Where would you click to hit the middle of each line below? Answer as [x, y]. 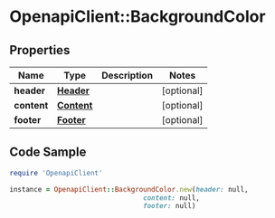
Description [127, 76]
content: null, [172, 198]
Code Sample [48, 152]
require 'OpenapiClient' [56, 173]
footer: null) [170, 206]
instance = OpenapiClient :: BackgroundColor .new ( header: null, [129, 189]
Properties [40, 50]
